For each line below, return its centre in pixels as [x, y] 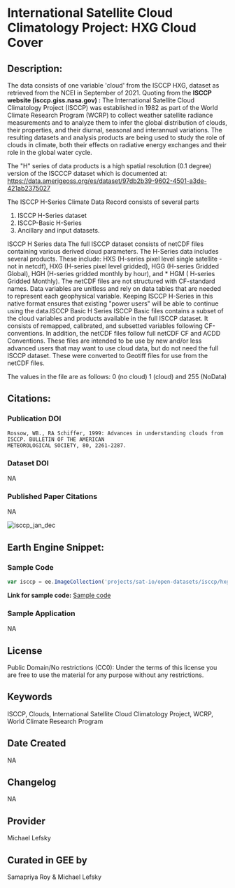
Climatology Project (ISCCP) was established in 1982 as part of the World [113, 108]
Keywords [30, 697]
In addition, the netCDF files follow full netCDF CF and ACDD [133, 333]
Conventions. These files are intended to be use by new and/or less [105, 341]
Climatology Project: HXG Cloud [102, 28]
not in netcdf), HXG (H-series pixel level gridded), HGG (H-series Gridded [113, 266]
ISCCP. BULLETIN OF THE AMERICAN [56, 439]
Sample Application [41, 613]
